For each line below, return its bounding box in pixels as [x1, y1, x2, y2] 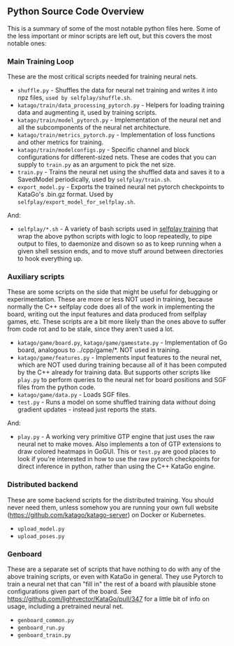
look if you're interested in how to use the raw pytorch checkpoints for [17, 455, 220, 463]
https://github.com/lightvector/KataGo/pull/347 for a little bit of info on [7, 595, 210, 603]
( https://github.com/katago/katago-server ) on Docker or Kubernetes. [7, 510, 206, 519]
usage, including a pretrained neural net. [7, 602, 124, 610]
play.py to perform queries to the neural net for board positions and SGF [17, 376, 227, 384]
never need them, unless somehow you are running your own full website [7, 503, 219, 512]
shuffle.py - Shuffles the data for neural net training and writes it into [17, 86, 218, 94]
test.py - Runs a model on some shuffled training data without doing [17, 398, 216, 407]
